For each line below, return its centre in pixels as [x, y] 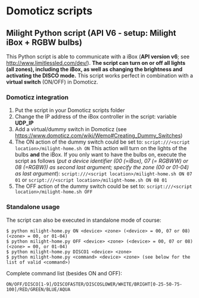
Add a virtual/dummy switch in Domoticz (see [71, 129]
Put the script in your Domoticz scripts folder [70, 110]
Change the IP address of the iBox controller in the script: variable [96, 117]
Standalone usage [33, 207]
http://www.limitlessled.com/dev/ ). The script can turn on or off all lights [96, 63]
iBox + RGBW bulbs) [44, 42]
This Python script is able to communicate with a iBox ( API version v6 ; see [98, 57]
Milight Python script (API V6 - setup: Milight [91, 33]
